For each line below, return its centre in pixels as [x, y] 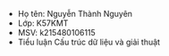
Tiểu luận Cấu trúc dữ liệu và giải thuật [89, 42]
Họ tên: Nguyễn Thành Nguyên [75, 14]
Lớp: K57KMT [43, 23]
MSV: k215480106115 [56, 32]
